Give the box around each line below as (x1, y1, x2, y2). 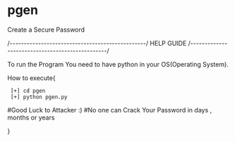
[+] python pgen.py (10, 93, 68, 101)
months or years (7, 113, 55, 122)
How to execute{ (7, 73, 56, 82)
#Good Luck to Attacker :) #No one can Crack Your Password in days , (7, 105, 212, 114)
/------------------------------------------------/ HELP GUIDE (7, 39, 187, 47)
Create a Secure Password (7, 25, 85, 34)
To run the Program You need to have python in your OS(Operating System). (7, 60, 229, 68)
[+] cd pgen (10, 87, 46, 94)
